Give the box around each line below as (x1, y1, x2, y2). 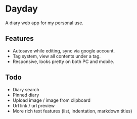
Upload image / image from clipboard (12, 97, 91, 103)
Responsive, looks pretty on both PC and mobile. (12, 58, 115, 65)
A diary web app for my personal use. (5, 20, 83, 26)
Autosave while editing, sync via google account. (12, 47, 115, 53)
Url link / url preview (12, 102, 55, 108)
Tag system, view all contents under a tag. (12, 53, 101, 59)
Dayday (5, 3, 38, 15)
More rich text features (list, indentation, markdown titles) (12, 108, 132, 114)
